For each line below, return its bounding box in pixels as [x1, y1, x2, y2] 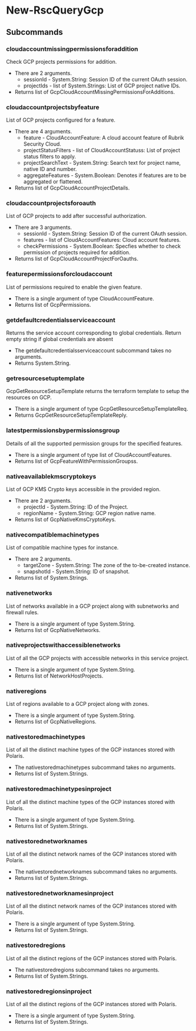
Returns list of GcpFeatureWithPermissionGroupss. [14, 457, 138, 464]
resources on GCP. [6, 394, 52, 401]
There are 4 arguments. [14, 128, 72, 135]
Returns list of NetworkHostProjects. [14, 672, 104, 679]
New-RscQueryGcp [6, 4, 104, 17]
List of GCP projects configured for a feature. [6, 116, 116, 124]
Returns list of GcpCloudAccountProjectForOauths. [14, 255, 138, 263]
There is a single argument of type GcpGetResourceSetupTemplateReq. [14, 405, 188, 413]
